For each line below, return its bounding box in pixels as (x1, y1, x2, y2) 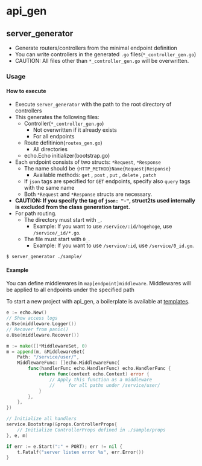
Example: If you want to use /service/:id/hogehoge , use (33, 222, 172, 230)
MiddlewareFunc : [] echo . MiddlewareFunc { (17, 360, 120, 366)
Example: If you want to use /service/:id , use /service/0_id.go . (33, 242, 194, 249)
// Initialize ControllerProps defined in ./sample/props (17, 427, 166, 433)
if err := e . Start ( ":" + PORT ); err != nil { (6, 443, 122, 450)
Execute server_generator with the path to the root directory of (14, 101, 172, 108)
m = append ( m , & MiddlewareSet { (6, 349, 85, 355)
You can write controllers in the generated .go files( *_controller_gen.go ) (14, 51, 197, 58)
